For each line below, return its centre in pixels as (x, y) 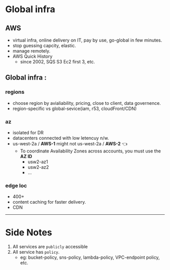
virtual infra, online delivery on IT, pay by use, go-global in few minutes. (87, 40)
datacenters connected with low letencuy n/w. (61, 138)
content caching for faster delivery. (49, 202)
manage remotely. (31, 51)
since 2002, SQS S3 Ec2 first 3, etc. (57, 62)
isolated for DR (28, 132)
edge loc (16, 185)
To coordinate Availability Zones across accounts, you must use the (90, 151)
